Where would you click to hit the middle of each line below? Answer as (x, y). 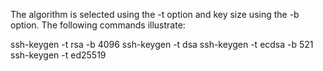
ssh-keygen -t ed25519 (58, 55)
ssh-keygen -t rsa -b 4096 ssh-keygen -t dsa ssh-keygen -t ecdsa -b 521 (162, 44)
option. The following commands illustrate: (98, 25)
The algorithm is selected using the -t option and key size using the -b (155, 14)
